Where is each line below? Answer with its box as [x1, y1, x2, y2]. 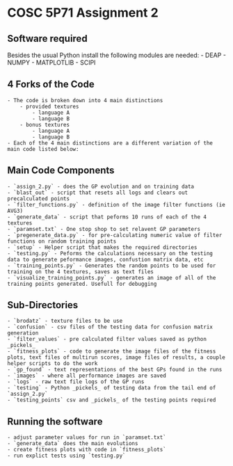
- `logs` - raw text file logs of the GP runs [7, 378, 145, 385]
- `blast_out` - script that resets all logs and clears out [7, 189, 188, 196]
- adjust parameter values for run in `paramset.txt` [7, 434, 167, 441]
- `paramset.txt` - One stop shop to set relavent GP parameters [7, 225, 200, 232]
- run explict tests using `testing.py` [7, 452, 127, 460]
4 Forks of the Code [7, 79, 95, 90]
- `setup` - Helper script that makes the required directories [7, 243, 198, 251]
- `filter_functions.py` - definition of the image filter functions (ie [7, 201, 226, 208]
